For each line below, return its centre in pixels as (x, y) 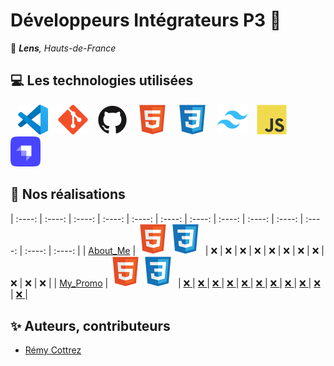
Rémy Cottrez (53, 350)
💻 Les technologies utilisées (102, 80)
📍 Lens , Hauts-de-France (63, 48)
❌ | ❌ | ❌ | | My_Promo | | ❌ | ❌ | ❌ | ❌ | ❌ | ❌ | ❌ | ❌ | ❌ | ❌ (165, 283)
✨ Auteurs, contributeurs (90, 325)
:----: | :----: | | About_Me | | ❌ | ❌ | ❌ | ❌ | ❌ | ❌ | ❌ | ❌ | (174, 250)
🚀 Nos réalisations (68, 194)
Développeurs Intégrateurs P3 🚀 (146, 20)
